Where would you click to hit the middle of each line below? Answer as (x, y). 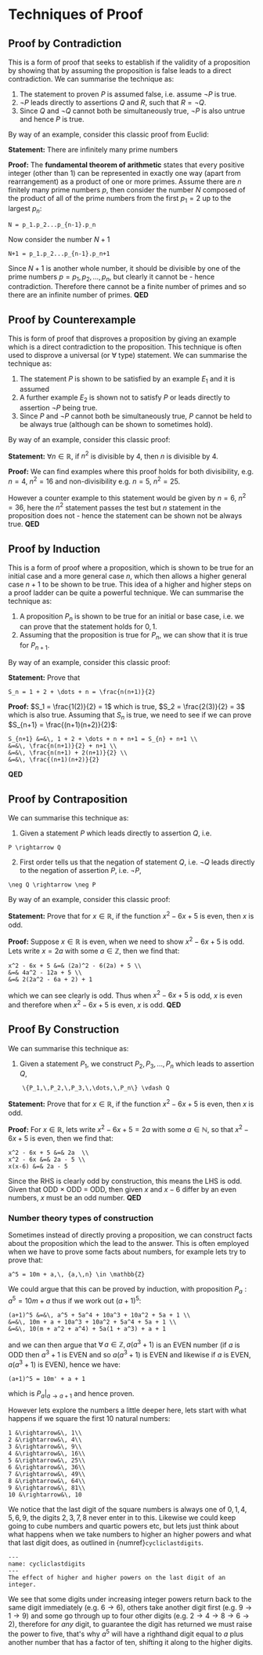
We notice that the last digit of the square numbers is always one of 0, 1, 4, (128, 1510)
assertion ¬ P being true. (58, 407)
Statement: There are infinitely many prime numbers (93, 150)
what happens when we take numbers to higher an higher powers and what (130, 1534)
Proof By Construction (64, 1030)
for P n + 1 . (34, 646)
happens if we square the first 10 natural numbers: (89, 1419)
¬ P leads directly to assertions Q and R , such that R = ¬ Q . (113, 102)
